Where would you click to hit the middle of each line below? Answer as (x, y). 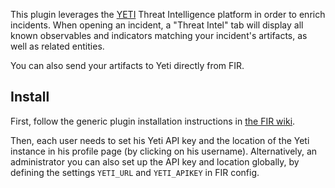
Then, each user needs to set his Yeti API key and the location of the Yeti (160, 140)
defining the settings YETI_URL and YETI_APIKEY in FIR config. (135, 172)
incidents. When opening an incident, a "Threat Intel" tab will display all (157, 25)
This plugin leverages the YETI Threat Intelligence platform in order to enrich (168, 14)
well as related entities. (57, 46)
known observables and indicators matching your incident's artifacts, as (159, 35)
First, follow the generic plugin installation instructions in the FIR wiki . (153, 121)
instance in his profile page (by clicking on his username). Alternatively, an (164, 151)
